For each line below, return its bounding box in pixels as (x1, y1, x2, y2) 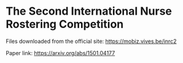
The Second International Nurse (6, 4, 173, 18)
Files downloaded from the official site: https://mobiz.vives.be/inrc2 (6, 37, 177, 45)
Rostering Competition (6, 17, 124, 31)
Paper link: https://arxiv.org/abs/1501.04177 (6, 49, 115, 56)
